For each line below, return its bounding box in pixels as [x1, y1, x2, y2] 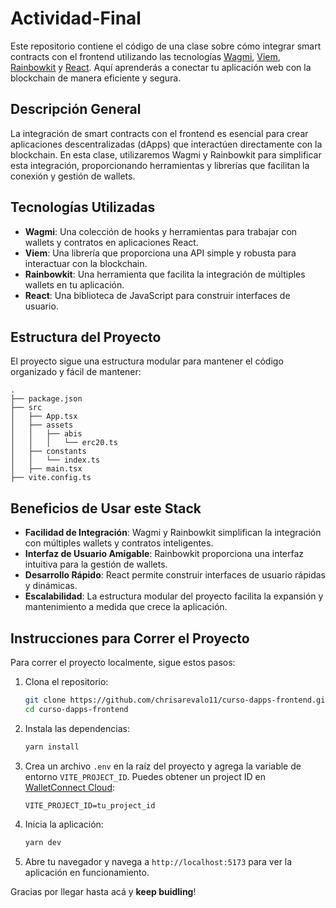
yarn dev [24, 837, 62, 847]
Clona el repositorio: [24, 676, 109, 687]
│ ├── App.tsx [10, 412, 78, 422]
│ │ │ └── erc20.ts [10, 438, 118, 448]
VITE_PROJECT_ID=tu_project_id [24, 800, 156, 811]
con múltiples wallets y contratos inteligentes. [24, 537, 214, 549]
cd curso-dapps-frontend [24, 704, 129, 714]
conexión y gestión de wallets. [10, 170, 136, 182]
